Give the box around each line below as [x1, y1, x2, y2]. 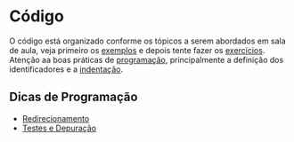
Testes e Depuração [21, 122, 96, 133]
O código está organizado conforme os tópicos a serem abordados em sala [9, 35, 287, 46]
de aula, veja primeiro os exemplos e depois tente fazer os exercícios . [9, 44, 265, 55]
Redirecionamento [21, 113, 90, 123]
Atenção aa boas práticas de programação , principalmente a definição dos [9, 54, 284, 65]
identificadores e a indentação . [9, 64, 123, 75]
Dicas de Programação [9, 90, 138, 105]
